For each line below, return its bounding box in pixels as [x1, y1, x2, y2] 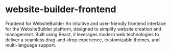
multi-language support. [5, 42, 56, 48]
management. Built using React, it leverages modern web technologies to [5, 31, 159, 37]
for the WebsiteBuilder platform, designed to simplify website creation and [5, 25, 162, 32]
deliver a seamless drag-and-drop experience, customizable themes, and [5, 37, 160, 43]
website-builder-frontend [5, 4, 116, 15]
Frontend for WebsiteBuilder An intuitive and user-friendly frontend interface [5, 20, 166, 26]
